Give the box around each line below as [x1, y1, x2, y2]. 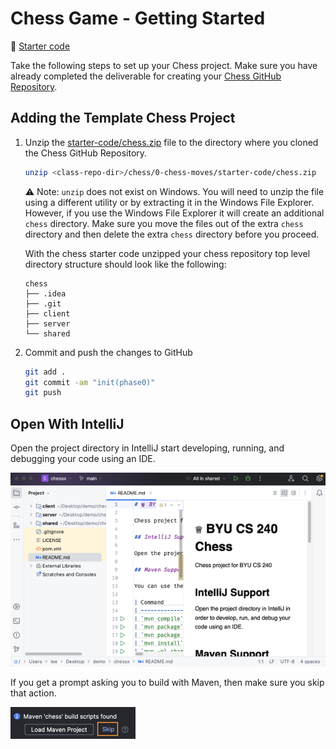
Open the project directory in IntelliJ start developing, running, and [10, 442, 285, 454]
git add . [24, 367, 67, 377]
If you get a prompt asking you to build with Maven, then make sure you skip [10, 677, 325, 689]
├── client [24, 308, 71, 319]
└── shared [24, 328, 71, 339]
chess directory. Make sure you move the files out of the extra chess [24, 217, 304, 229]
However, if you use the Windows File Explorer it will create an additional [24, 207, 325, 219]
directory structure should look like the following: [24, 258, 227, 270]
